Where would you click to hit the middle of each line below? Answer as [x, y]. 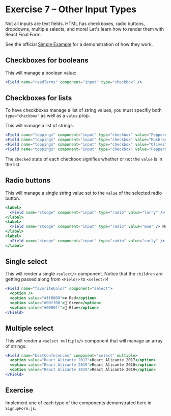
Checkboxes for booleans [47, 61]
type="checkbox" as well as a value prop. [48, 115]
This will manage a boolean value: [41, 73]
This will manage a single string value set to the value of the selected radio [84, 193]
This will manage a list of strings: [40, 126]
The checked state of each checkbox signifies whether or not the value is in [84, 159]
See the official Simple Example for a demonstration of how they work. [79, 44]
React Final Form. [24, 34]
